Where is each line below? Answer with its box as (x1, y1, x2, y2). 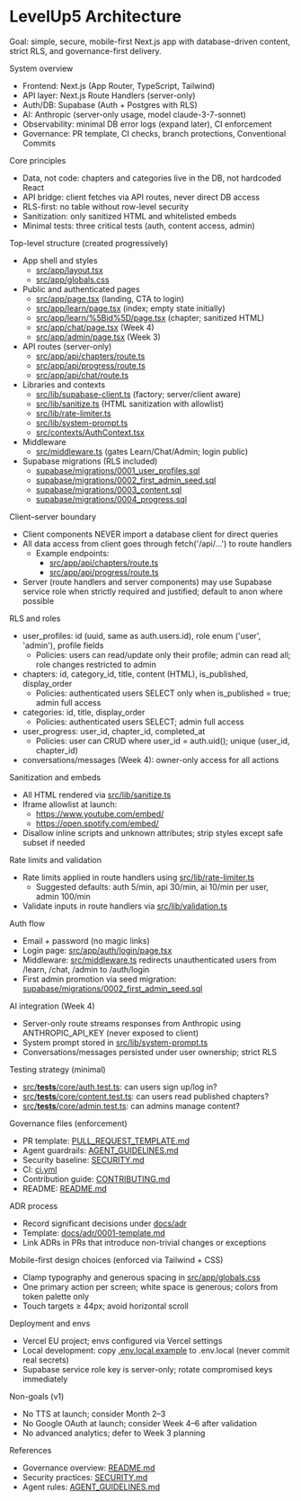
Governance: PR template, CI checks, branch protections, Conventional (22, 128, 287, 138)
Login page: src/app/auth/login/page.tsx (22, 945, 173, 955)
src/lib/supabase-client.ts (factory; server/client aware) (35, 388, 241, 399)
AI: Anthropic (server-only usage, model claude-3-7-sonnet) (22, 109, 247, 120)
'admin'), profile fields (22, 640, 104, 651)
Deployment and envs (9, 1318, 91, 1328)
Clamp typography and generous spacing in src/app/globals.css (22, 1272, 261, 1283)
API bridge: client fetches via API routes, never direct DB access (22, 191, 261, 202)
